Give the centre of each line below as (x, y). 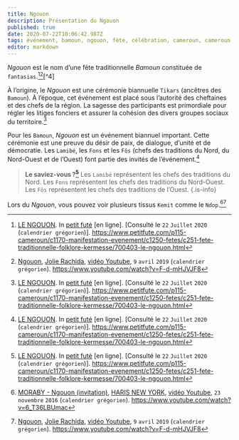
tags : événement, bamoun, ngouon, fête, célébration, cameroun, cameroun (119, 41)
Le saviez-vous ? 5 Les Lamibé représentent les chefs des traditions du (127, 173)
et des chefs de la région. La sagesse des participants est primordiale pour (117, 105)
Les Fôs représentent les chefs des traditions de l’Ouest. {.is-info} (121, 189)
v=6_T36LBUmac (43, 408)
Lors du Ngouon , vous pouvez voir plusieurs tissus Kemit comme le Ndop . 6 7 (117, 204)
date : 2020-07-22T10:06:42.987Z (55, 34)
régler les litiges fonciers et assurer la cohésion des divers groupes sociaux (118, 113)
